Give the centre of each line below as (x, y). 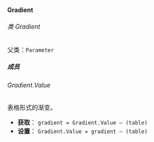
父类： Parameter (31, 50)
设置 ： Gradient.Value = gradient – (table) (83, 131)
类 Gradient (24, 27)
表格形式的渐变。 (32, 108)
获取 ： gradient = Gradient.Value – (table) (83, 122)
